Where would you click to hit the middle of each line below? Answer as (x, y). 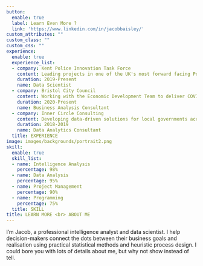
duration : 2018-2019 (43, 125)
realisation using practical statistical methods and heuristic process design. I (101, 245)
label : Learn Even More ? (44, 23)
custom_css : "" (25, 46)
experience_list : (34, 62)
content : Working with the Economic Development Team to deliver (101, 96)
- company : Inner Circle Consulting (58, 113)
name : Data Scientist (44, 85)
